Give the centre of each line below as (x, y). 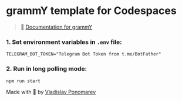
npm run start (23, 81)
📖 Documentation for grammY (56, 27)
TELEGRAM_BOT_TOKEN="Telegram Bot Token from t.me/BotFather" (84, 54)
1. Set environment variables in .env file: (64, 42)
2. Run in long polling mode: (47, 69)
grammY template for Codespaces (92, 11)
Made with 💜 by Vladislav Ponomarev (51, 92)
